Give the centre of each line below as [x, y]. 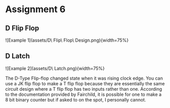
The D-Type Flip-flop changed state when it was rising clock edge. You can [84, 78]
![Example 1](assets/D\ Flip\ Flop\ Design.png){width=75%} [67, 40]
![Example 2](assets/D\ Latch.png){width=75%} [55, 68]
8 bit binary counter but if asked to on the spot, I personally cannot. [76, 99]
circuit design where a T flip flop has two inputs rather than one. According [84, 89]
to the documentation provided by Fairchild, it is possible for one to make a [83, 94]
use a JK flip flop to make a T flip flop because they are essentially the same [85, 83]
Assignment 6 [36, 9]
